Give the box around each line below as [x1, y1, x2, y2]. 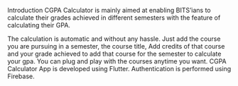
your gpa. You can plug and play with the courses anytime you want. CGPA [7, 57, 227, 66]
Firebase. [7, 72, 36, 80]
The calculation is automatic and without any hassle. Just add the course [7, 35, 221, 43]
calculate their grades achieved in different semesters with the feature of [7, 13, 221, 22]
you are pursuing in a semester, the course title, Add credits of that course [7, 42, 225, 50]
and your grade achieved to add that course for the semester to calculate [7, 49, 222, 58]
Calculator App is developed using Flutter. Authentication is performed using [7, 65, 232, 73]
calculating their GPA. [7, 21, 71, 29]
